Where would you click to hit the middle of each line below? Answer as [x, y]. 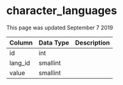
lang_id [20, 63]
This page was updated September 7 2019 [60, 28]
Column [21, 42]
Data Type [54, 42]
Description [92, 42]
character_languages [62, 11]
